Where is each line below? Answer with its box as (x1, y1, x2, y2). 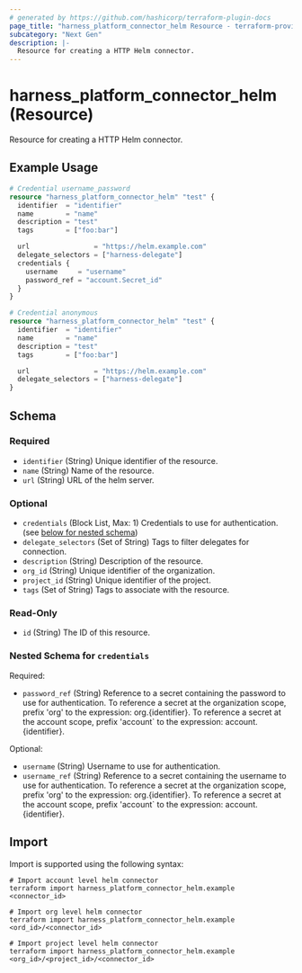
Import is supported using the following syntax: (9, 858, 184, 869)
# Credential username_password (9, 183, 130, 193)
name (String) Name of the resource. (22, 465, 155, 476)
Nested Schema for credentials (9, 649, 150, 662)
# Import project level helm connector (9, 939, 159, 948)
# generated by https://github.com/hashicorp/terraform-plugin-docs (9, 13, 271, 22)
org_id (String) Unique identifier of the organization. (22, 566, 216, 576)
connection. (22, 546, 67, 558)
